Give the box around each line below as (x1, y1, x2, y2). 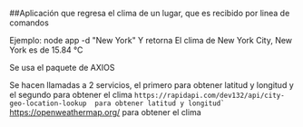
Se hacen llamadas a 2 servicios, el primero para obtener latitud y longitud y (9, 80, 295, 90)
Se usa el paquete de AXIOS (9, 63, 115, 73)
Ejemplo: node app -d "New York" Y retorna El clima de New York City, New (9, 35, 293, 45)
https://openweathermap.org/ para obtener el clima (9, 107, 201, 117)
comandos (9, 17, 50, 28)
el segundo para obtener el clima (9, 90, 133, 100)
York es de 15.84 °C (9, 44, 83, 55)
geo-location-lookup (9, 99, 88, 108)
